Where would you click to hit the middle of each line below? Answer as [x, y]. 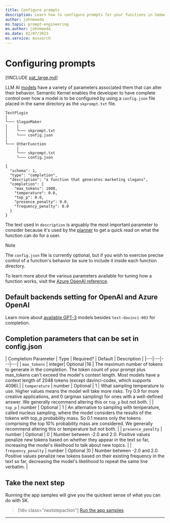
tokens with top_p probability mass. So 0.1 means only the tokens [73, 418]
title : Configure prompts [32, 10]
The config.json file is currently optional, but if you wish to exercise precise [84, 255]
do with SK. [17, 501]
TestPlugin [17, 113]
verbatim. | [16, 467]
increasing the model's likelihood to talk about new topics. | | [69, 445]
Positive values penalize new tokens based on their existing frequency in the [85, 456]
